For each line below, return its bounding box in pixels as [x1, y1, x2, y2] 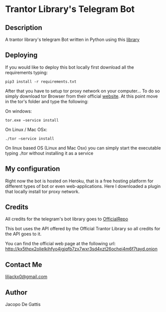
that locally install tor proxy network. [5, 188, 80, 194]
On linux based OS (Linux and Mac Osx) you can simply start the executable [5, 145, 161, 151]
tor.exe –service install [5, 118, 59, 123]
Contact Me [5, 260, 42, 269]
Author [5, 288, 27, 297]
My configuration [5, 164, 61, 173]
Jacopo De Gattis [5, 302, 41, 308]
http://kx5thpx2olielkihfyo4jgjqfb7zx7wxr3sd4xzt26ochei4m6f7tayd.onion [5, 246, 158, 252]
